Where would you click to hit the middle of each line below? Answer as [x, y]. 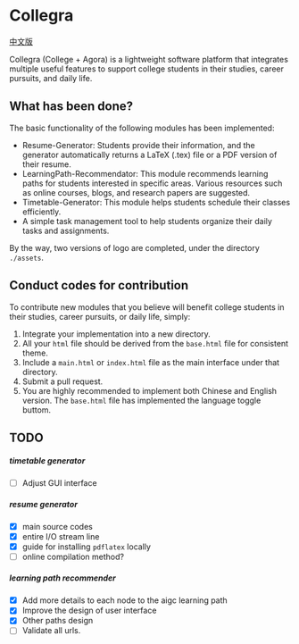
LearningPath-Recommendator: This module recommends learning [145, 173]
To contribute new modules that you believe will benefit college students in [147, 307]
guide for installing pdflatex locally [87, 547]
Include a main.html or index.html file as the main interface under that [150, 362]
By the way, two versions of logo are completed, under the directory [135, 247]
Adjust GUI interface [59, 482]
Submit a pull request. [62, 381]
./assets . [27, 257]
